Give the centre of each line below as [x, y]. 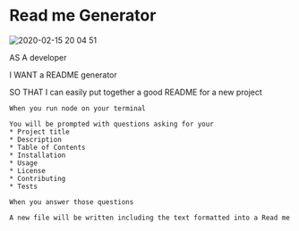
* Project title [39, 132]
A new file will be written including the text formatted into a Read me [150, 218]
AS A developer [38, 57]
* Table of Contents [48, 147]
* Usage [24, 163]
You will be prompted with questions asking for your [112, 124]
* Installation [38, 155]
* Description [36, 139]
